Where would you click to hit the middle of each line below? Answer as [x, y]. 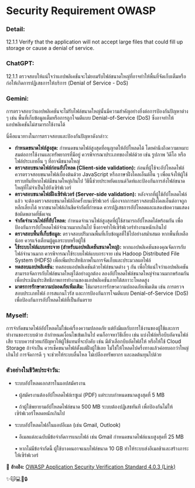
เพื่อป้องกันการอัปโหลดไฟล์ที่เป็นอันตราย [53, 300]
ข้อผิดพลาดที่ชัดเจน [33, 214]
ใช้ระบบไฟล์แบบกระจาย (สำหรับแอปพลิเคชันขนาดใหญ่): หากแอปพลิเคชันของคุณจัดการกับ [100, 247]
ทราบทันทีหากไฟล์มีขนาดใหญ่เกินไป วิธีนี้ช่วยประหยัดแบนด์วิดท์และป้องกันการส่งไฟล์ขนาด [100, 181]
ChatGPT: [20, 63]
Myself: [17, 315]
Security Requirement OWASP [81, 11]
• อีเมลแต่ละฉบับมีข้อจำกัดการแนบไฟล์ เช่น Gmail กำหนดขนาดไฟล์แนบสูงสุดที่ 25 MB [99, 436]
